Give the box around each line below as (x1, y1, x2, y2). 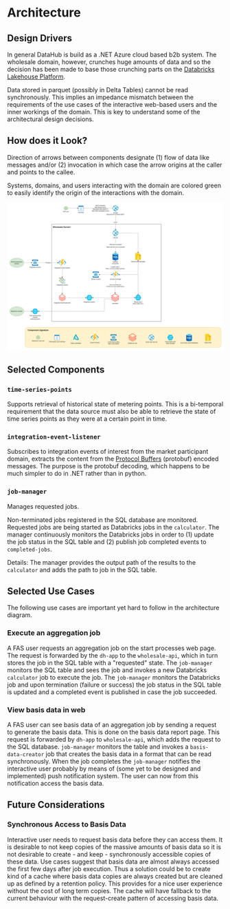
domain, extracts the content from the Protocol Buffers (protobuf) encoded (7, 454, 219, 463)
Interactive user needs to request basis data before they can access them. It (7, 835, 223, 844)
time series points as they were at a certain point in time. (7, 415, 167, 423)
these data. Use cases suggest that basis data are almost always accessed (7, 857, 220, 866)
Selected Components (7, 364, 105, 375)
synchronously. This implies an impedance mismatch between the (7, 93, 194, 101)
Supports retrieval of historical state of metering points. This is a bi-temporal (7, 400, 224, 408)
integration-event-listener (7, 432, 101, 441)
